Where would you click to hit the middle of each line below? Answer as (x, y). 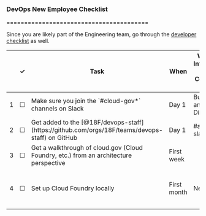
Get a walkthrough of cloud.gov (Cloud (87, 148)
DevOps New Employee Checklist (57, 9)
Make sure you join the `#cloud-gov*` (86, 101)
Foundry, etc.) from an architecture (81, 155)
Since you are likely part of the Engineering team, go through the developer (101, 34)
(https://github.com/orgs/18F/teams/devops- (97, 130)
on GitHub (63, 138)
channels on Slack (57, 109)
